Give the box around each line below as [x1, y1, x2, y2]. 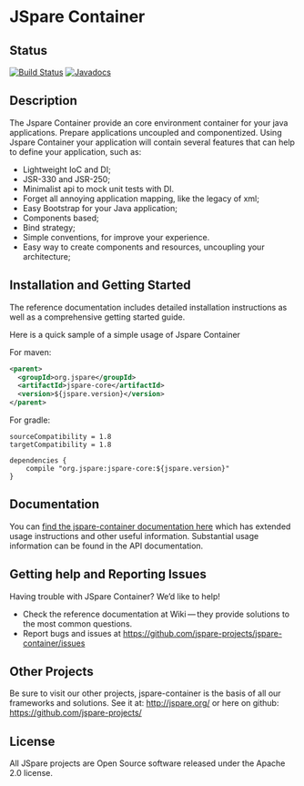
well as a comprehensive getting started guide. [9, 311, 186, 322]
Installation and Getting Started [9, 278, 191, 293]
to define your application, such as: [9, 146, 142, 157]
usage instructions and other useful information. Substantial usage [9, 530, 259, 541]
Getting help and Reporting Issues [9, 567, 207, 582]
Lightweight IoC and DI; [22, 164, 111, 175]
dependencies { [9, 456, 67, 465]
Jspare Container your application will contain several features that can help [9, 137, 296, 148]
